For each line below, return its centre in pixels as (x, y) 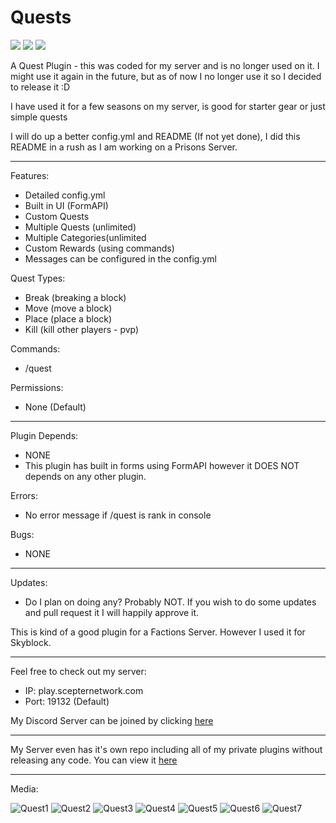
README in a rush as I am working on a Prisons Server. (124, 147)
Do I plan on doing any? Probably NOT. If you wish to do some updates (170, 602)
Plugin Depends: (44, 435)
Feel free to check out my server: (78, 671)
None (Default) (55, 407)
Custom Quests (57, 216)
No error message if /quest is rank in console (118, 515)
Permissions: (37, 387)
